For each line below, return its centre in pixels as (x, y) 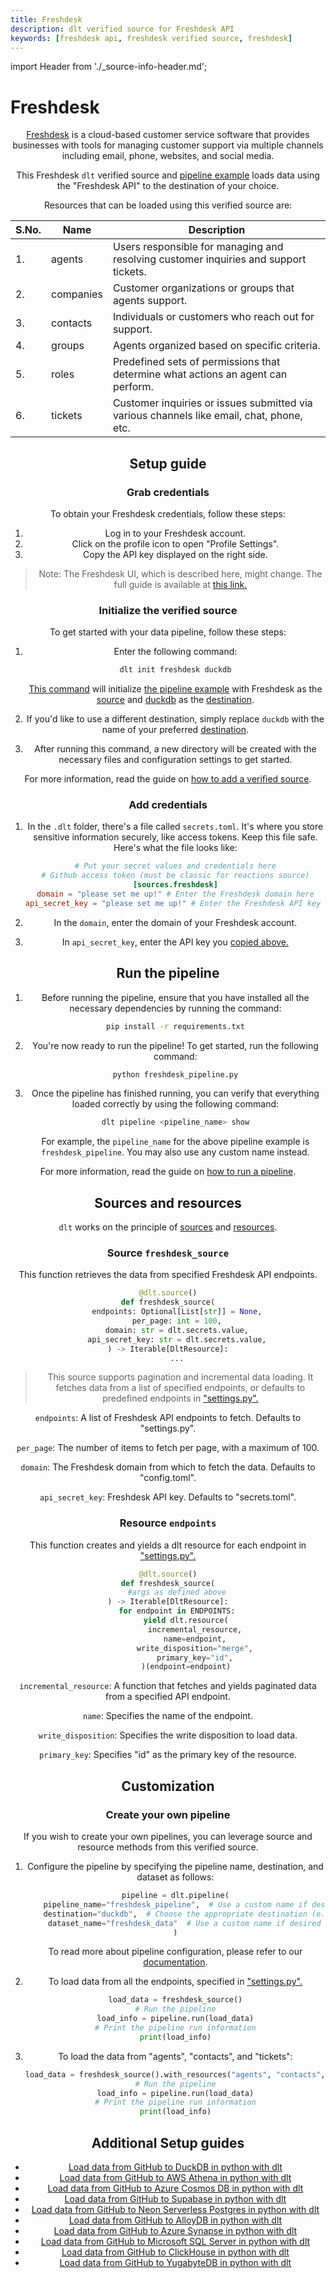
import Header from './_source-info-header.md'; (109, 67)
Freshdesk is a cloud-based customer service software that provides (168, 135)
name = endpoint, (195, 1639)
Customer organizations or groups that (203, 288)
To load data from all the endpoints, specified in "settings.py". (175, 1982)
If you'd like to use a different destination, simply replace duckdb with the (175, 719)
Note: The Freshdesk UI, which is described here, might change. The (180, 574)
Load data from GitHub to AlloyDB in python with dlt (175, 2220)
